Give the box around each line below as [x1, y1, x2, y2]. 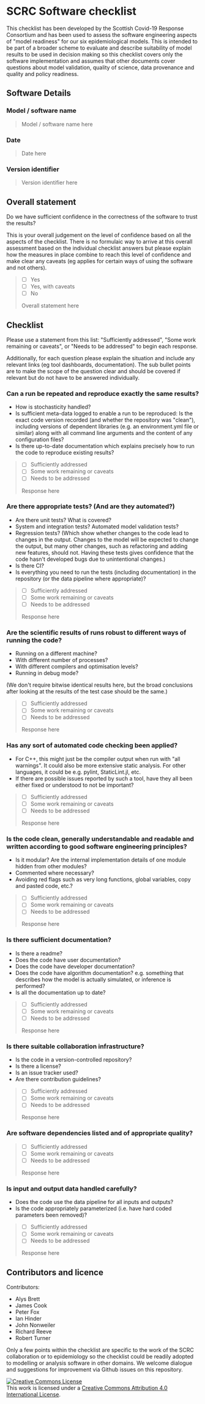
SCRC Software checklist [6, 4, 136, 18]
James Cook [15, 1302, 48, 1309]
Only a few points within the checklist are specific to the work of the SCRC [6, 1346, 194, 1354]
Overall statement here [21, 302, 80, 309]
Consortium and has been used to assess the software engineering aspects [6, 31, 197, 38]
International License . [6, 1391, 61, 1398]
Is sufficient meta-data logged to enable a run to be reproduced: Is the [15, 410, 193, 417]
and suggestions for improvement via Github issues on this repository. [6, 1366, 183, 1373]
